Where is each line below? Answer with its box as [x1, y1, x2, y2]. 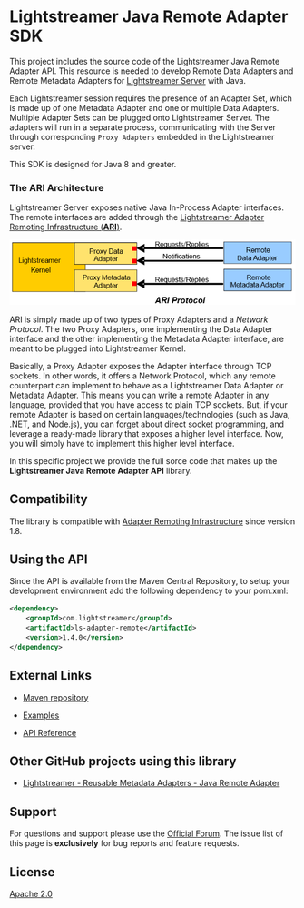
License [9, 864, 55, 880]
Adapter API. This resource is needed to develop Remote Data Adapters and [9, 66, 294, 76]
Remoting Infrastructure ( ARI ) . [9, 221, 123, 233]
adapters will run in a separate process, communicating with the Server [9, 121, 277, 133]
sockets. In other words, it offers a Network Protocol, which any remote [9, 370, 277, 381]
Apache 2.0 [9, 888, 53, 899]
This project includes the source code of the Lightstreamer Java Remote [9, 55, 280, 66]
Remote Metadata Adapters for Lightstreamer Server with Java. [9, 75, 247, 86]
